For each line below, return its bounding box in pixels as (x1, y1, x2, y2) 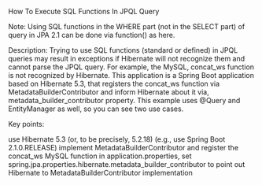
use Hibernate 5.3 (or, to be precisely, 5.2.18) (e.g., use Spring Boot (8, 135, 226, 144)
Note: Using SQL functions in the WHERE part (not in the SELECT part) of (8, 22, 245, 31)
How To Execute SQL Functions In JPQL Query (8, 7, 160, 16)
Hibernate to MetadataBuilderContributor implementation (8, 168, 193, 177)
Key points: (8, 120, 45, 128)
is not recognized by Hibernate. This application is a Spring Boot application (8, 71, 254, 80)
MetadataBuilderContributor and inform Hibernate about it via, (8, 87, 210, 97)
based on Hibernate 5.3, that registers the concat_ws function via (8, 79, 220, 88)
